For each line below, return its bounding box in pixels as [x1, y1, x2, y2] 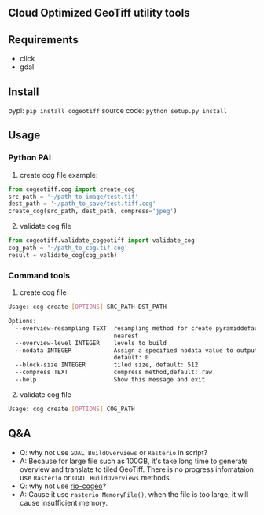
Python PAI [8, 153, 52, 164]
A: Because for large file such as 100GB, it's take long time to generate [19, 456, 249, 465]
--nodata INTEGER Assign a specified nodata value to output [15, 346, 258, 355]
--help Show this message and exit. [15, 376, 210, 384]
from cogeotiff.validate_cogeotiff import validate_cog [8, 237, 195, 245]
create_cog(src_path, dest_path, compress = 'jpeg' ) [8, 208, 178, 215]
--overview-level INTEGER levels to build [15, 339, 167, 347]
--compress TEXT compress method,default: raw [15, 369, 213, 377]
